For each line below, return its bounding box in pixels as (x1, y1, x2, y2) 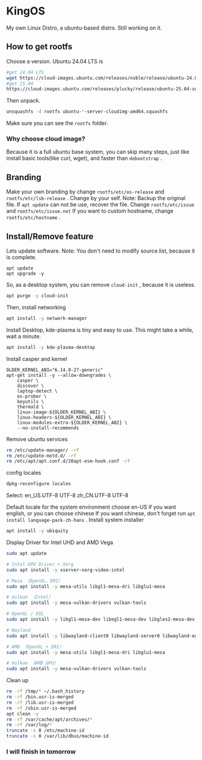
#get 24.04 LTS (6, 69, 44, 75)
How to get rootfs (6, 42, 73, 52)
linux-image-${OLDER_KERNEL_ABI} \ (17, 409, 106, 415)
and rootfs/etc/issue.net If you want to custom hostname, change (6, 207, 174, 215)
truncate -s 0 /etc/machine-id (6, 727, 85, 733)
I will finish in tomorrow (6, 747, 76, 756)
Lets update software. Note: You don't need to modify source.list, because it (6, 247, 195, 254)
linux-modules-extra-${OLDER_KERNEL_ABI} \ (17, 419, 128, 426)
